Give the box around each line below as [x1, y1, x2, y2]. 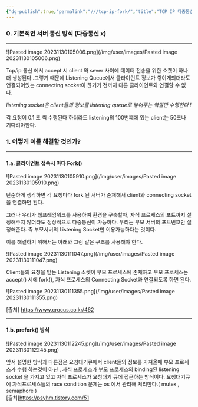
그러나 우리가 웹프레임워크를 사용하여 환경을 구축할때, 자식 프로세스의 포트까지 [6, 211, 186, 219]
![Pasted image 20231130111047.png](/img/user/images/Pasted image [6, 250, 175, 257]
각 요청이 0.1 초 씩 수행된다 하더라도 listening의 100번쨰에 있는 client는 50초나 [6, 114, 187, 121]
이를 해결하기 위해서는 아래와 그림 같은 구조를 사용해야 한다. [6, 239, 143, 246]
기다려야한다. [6, 121, 37, 128]
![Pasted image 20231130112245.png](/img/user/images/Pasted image [6, 340, 177, 347]
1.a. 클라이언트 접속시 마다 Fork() [6, 160, 82, 167]
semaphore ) [6, 387, 37, 394]
